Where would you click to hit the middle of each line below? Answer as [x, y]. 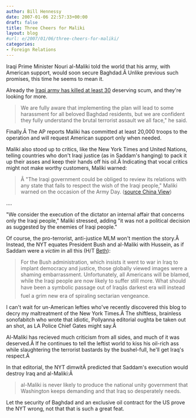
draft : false [22, 22]
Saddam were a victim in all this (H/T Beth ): [58, 250]
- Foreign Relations [31, 50]
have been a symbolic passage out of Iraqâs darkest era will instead [103, 287]
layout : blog [22, 33]
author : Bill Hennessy [34, 11]
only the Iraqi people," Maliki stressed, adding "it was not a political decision [98, 220]
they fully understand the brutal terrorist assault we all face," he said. [104, 120]
